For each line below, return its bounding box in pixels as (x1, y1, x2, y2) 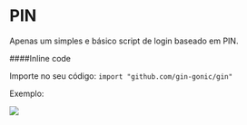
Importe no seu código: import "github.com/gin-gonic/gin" (9, 70, 233, 82)
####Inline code (9, 53, 71, 63)
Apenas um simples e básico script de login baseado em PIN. (9, 35, 239, 46)
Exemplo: (9, 88, 44, 99)
